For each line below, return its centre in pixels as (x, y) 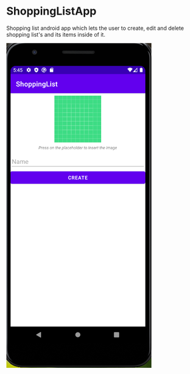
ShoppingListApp (51, 11)
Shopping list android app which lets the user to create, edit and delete (95, 28)
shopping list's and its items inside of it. (56, 34)
